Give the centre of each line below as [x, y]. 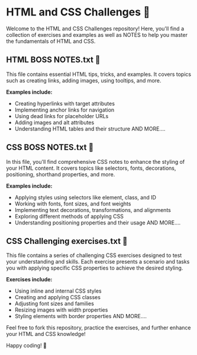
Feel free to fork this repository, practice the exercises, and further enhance [98, 328]
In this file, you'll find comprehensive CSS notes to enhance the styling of [96, 161]
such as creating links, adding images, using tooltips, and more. [84, 80]
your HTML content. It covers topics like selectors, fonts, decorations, [91, 168]
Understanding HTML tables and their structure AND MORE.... [90, 129]
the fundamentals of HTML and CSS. [51, 41]
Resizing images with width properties [61, 310]
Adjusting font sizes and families [54, 304]
